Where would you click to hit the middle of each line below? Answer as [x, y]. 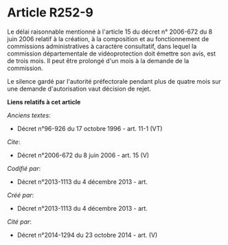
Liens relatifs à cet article [44, 102]
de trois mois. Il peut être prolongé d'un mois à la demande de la [98, 60]
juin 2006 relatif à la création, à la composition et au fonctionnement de [108, 38]
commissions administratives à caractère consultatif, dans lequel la [102, 46]
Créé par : [21, 195]
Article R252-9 [50, 13]
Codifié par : [24, 168]
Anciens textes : [29, 115]
